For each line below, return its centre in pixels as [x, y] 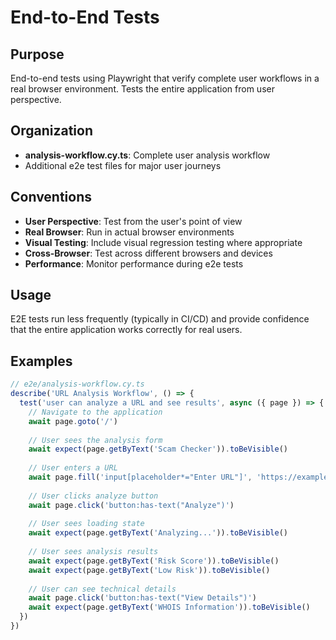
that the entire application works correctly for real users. [126, 330]
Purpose [37, 54]
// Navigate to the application [95, 412]
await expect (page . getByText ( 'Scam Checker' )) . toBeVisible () [158, 449]
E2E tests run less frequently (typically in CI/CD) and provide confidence [160, 319]
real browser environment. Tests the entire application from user [142, 89]
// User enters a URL [73, 468]
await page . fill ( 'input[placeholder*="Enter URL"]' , [140, 477]
